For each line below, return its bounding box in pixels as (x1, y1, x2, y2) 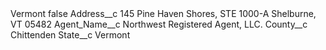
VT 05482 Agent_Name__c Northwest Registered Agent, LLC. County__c (10, 18, 308, 30)
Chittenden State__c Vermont (10, 29, 131, 41)
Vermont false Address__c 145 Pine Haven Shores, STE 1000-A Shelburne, (10, 8, 317, 19)
